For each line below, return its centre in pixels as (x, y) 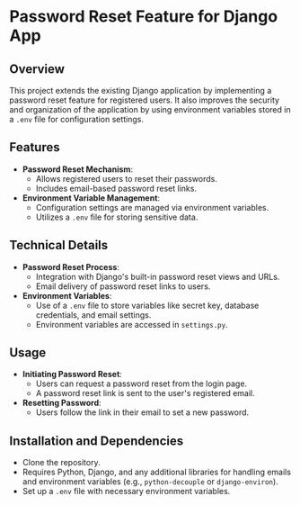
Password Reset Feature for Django (144, 17)
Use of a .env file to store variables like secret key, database (147, 305)
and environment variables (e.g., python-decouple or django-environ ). (150, 482)
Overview (37, 69)
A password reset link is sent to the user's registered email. (146, 393)
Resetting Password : (62, 403)
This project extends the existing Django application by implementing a (141, 90)
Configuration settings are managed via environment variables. (152, 207)
